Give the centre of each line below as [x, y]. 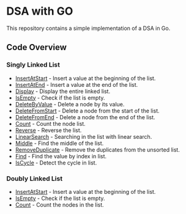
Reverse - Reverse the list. [48, 130]
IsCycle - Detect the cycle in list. [56, 163]
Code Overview [37, 47]
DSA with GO [40, 11]
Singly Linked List [33, 65]
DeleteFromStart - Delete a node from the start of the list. [87, 111]
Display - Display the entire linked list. [63, 91]
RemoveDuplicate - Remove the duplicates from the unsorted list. [98, 149]
